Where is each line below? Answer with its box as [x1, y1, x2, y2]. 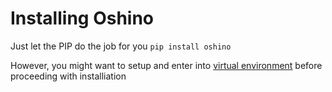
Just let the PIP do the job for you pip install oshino [10, 40, 232, 52]
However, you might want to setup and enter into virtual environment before [10, 59, 323, 71]
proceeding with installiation [10, 70, 127, 82]
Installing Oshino [10, 7, 155, 30]
